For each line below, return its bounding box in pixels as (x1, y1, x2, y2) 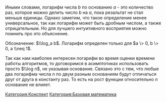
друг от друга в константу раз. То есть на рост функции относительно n (5, 77, 158, 82)
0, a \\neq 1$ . (5, 46, 32, 51)
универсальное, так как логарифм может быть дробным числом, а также (5, 20, 162, 26)
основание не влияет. (5, 82, 51, 88)
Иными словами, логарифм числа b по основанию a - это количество (5, 4, 154, 10)
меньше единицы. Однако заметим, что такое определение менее (5, 15, 147, 20)
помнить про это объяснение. (5, 31, 69, 36)
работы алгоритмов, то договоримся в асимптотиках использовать (5, 61, 149, 66)
